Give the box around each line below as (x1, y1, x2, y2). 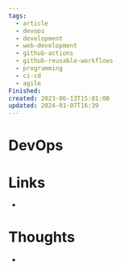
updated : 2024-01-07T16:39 (8, 102, 99, 110)
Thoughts (8, 228, 75, 247)
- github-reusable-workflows (15, 57, 114, 65)
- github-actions (15, 49, 74, 57)
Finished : (8, 86, 42, 95)
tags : (8, 11, 27, 20)
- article (15, 19, 48, 27)
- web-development (15, 42, 78, 50)
